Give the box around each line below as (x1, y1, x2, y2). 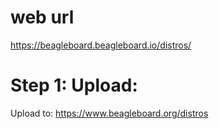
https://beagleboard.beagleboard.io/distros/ (10, 39, 192, 51)
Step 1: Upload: (10, 74, 138, 97)
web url (10, 6, 75, 29)
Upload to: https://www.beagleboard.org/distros (10, 107, 209, 119)
